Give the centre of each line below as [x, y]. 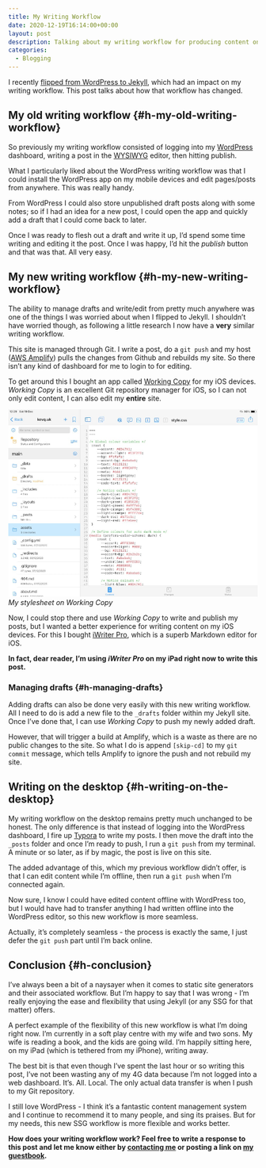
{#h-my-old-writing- [185, 115]
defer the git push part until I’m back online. [80, 940]
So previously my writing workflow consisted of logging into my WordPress [131, 147]
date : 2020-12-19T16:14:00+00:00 [63, 25]
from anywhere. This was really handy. [71, 187]
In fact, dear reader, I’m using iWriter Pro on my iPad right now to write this [133, 658]
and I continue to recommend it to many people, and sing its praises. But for [132, 1115]
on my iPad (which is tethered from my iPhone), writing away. [108, 1050]
